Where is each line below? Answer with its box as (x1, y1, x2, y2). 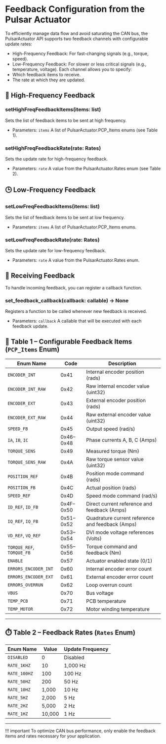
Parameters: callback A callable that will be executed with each (12, 318, 142, 324)
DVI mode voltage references (86, 529, 154, 536)
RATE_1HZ (7, 711, 28, 717)
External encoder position (86, 397, 146, 403)
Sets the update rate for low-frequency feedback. (5, 247, 106, 253)
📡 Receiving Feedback (5, 272, 75, 280)
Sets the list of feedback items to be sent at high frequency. (5, 117, 127, 123)
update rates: (5, 41, 32, 47)
